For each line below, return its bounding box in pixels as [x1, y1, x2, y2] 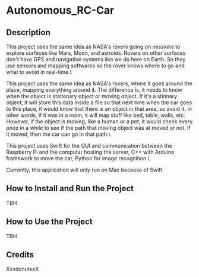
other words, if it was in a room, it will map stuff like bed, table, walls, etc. [6, 111, 186, 119]
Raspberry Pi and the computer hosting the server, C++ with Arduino [6, 148, 175, 155]
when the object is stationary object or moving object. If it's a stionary [6, 93, 178, 99]
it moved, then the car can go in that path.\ [6, 130, 111, 138]
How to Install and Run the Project [6, 183, 134, 194]
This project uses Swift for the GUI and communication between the [6, 142, 172, 149]
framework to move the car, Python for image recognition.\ [6, 155, 150, 161]
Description [6, 27, 50, 38]
